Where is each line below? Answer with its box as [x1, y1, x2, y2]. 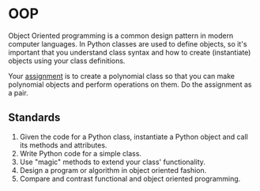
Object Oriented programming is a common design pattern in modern [8, 31, 234, 40]
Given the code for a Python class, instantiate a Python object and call [19, 132, 249, 141]
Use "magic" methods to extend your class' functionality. [19, 157, 205, 167]
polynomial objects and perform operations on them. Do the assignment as [8, 80, 252, 89]
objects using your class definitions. [8, 56, 126, 66]
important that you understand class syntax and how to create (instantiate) [8, 47, 251, 57]
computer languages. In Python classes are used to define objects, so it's [8, 39, 247, 48]
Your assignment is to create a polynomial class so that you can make [8, 71, 236, 81]
